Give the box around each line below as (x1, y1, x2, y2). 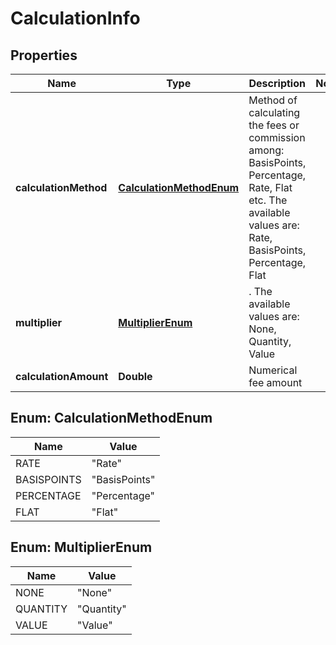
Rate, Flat (248, 181, 293, 194)
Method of (248, 93, 298, 107)
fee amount (248, 376, 303, 389)
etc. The (248, 193, 288, 207)
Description (248, 77, 306, 90)
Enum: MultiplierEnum (10, 539, 153, 556)
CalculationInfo (10, 7, 141, 30)
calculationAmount (15, 370, 109, 383)
